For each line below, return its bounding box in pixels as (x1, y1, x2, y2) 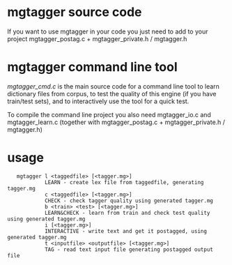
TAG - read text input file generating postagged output (44, 245, 214, 253)
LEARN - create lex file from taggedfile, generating (44, 179, 204, 185)
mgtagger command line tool (7, 59, 178, 75)
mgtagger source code (7, 4, 142, 20)
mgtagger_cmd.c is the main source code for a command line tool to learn (7, 82, 219, 91)
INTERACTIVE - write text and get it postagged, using (44, 227, 208, 234)
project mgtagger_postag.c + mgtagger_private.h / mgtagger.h (7, 34, 187, 43)
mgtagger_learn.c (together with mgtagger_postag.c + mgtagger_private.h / (7, 118, 225, 126)
